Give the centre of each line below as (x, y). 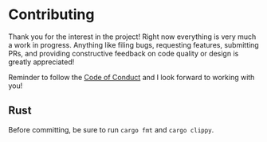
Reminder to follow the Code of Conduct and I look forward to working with (132, 77)
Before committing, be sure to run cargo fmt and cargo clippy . (111, 129)
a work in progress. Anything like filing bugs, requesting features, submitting (133, 44)
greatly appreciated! (41, 62)
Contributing (51, 15)
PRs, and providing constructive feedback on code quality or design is (124, 53)
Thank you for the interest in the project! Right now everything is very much (132, 36)
